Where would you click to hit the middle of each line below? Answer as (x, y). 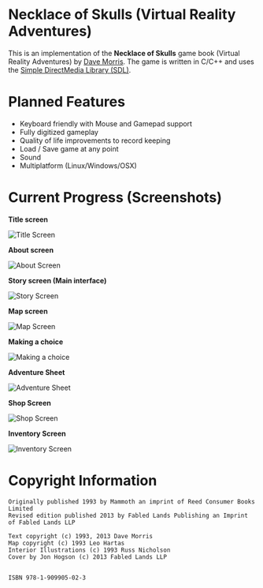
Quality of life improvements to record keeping (95, 140)
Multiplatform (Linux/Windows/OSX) (78, 165)
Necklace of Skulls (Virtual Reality (122, 15)
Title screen (28, 219)
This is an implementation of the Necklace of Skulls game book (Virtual (124, 53)
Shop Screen (30, 403)
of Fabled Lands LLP (42, 522)
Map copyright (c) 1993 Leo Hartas (67, 543)
